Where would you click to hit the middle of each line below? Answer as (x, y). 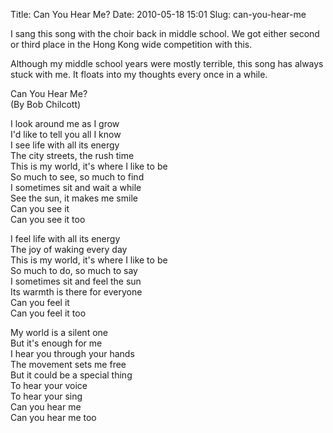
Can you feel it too (48, 313)
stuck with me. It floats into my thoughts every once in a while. (139, 74)
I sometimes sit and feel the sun (76, 281)
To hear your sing (46, 396)
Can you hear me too (53, 417)
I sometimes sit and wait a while (76, 187)
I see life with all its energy (65, 145)
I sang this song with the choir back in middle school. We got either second (165, 33)
